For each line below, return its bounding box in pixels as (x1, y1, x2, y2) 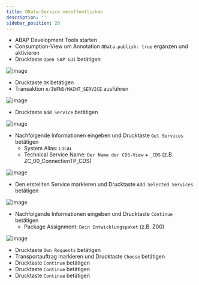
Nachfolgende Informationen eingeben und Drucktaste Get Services (14, 132, 184, 139)
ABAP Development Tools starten (14, 37, 98, 44)
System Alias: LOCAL (23, 145, 73, 152)
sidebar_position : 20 (6, 20, 61, 26)
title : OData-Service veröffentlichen (6, 8, 103, 15)
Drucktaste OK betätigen (14, 79, 74, 86)
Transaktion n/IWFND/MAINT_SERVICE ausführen (14, 85, 129, 93)
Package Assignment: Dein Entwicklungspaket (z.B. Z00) (23, 223, 165, 230)
